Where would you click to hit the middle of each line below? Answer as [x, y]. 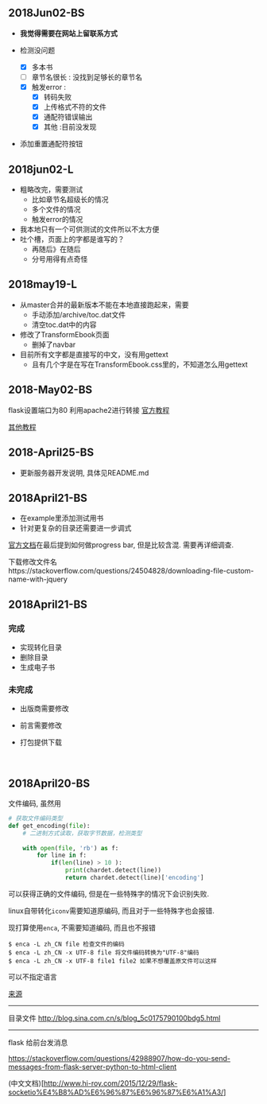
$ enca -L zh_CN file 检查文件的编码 [66, 944]
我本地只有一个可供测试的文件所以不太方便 [89, 229]
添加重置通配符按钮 [51, 144]
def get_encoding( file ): [49, 826]
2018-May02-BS [50, 390]
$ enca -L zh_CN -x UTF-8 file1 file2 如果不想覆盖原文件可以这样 [112, 961]
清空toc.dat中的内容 [64, 325]
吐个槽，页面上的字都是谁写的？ [72, 239]
